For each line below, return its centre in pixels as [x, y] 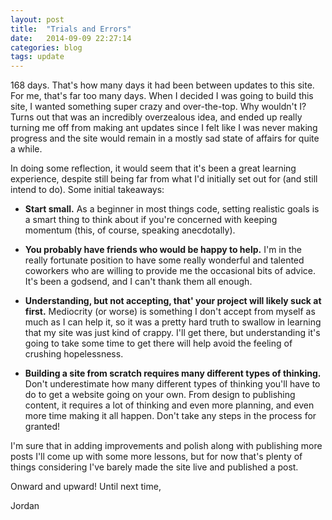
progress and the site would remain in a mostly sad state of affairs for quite [165, 138]
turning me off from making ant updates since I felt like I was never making [164, 128]
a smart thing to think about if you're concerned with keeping [151, 220]
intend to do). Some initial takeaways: [87, 190]
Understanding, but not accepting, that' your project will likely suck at [173, 301]
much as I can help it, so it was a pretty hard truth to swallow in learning [173, 322]
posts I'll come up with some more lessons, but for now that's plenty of [156, 457]
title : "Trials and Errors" [71, 29]
